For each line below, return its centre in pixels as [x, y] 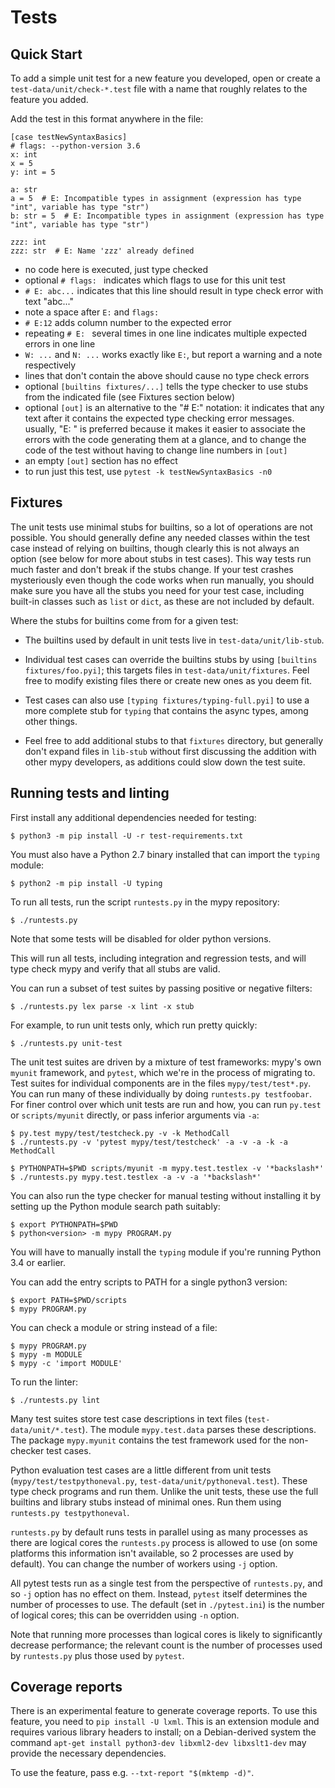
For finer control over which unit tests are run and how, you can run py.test [166, 1104]
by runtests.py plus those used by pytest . [97, 1655]
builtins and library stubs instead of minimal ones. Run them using [146, 1502]
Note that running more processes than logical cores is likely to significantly [166, 1634]
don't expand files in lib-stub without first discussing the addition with [170, 751]
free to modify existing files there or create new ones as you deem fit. [168, 680]
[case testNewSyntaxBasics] [69, 137]
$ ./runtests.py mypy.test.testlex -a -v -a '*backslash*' [136, 1177]
